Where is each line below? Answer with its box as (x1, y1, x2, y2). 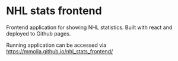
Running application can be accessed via (6, 41, 107, 49)
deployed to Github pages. (6, 30, 71, 37)
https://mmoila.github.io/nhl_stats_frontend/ (6, 47, 113, 54)
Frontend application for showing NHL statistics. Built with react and (6, 24, 173, 31)
